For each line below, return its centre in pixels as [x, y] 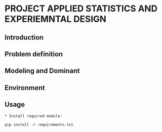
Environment [25, 88]
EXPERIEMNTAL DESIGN [56, 19]
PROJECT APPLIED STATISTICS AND [81, 9]
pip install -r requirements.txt [39, 125]
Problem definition [34, 54]
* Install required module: [34, 116]
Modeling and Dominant [42, 71]
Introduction [24, 37]
